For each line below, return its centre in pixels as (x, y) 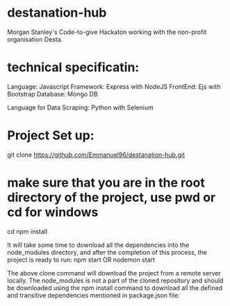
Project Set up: (51, 136)
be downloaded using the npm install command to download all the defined (115, 288)
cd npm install (27, 231)
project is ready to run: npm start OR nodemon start (81, 260)
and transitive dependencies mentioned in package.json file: (93, 295)
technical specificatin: (73, 68)
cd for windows (53, 212)
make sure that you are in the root (106, 182)
